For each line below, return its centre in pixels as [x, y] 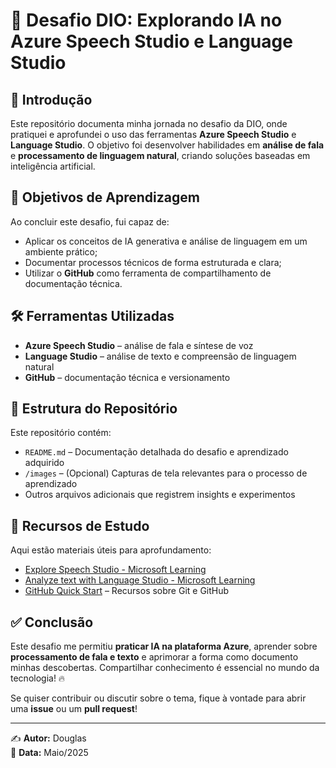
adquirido [44, 463]
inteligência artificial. [53, 166]
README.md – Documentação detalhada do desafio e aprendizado [156, 452]
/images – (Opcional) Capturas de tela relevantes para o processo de [166, 473]
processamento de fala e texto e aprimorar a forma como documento [154, 657]
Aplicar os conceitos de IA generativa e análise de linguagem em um [166, 241]
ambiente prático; [61, 251]
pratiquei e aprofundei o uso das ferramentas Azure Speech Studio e [153, 134]
